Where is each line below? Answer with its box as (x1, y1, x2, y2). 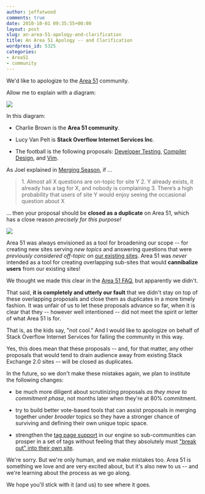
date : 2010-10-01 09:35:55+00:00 (6, 20, 92, 26)
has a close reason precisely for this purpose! (6, 215, 122, 223)
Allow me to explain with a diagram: (6, 89, 96, 96)
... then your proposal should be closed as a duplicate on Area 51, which (6, 209, 190, 216)
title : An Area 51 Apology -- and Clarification (6, 37, 133, 43)
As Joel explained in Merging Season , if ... (6, 166, 113, 173)
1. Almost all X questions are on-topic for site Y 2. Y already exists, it (21, 178, 194, 185)
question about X (21, 197, 65, 205)
